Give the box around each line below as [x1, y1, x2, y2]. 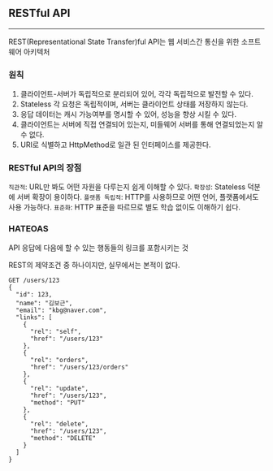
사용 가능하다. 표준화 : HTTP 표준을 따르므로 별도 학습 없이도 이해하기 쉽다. [8, 202, 241, 212]
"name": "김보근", [15, 299, 73, 307]
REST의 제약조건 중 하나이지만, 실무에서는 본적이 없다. [8, 260, 180, 270]
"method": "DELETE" [29, 434, 96, 442]
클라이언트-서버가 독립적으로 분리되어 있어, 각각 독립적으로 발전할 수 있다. [19, 89, 253, 99]
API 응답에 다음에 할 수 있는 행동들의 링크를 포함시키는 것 [8, 243, 189, 253]
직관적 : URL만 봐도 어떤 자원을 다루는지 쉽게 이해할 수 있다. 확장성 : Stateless [8, 182, 246, 192]
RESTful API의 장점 [8, 162, 82, 174]
